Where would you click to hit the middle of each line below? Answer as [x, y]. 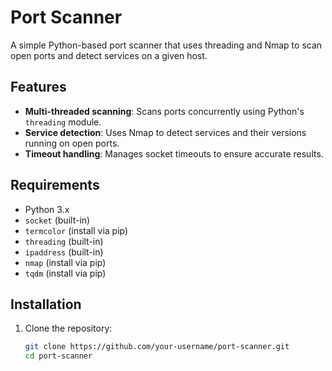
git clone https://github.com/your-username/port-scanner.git [157, 347]
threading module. [63, 122]
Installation [46, 304]
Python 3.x [47, 209]
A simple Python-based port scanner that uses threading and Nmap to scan [166, 45]
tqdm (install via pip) [65, 273]
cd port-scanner [58, 356]
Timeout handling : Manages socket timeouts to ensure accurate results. [174, 153]
